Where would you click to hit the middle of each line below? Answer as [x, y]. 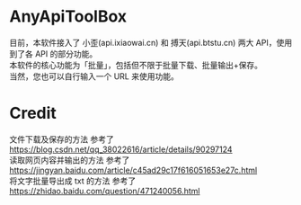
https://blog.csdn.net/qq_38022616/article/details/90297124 [121, 149]
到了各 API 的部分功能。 [53, 53]
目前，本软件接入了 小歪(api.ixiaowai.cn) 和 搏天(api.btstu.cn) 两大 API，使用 [151, 42]
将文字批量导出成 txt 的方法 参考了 [73, 181]
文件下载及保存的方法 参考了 [62, 139]
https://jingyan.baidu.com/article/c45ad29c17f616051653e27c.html [133, 170]
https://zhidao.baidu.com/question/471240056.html [105, 191]
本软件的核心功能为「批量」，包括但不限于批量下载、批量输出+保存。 [136, 65]
